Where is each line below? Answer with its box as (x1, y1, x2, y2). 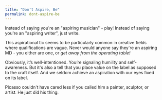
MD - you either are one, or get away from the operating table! (5, 50, 130, 56)
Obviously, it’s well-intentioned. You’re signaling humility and (5, 59, 126, 65)
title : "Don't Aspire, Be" (5, 7, 60, 12)
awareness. (5, 64, 28, 70)
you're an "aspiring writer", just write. (5, 30, 80, 36)
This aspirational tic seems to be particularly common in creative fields (5, 39, 147, 45)
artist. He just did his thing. (5, 89, 59, 95)
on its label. (5, 75, 28, 81)
